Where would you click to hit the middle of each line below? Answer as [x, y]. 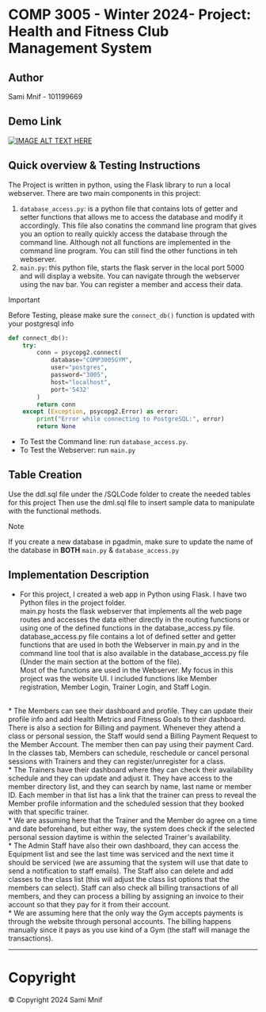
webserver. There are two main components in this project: [104, 193]
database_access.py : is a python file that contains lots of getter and [129, 209]
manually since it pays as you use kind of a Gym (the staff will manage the [129, 930]
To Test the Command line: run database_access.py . [104, 441]
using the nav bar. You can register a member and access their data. [131, 284]
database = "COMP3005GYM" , [91, 360]
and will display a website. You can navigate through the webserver [129, 276]
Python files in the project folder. [73, 602]
